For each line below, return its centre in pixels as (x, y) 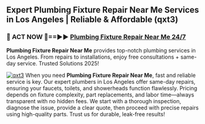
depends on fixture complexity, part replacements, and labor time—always (100, 95)
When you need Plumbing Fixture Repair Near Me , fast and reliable (110, 75)
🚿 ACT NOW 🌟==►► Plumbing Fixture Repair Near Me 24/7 (96, 37)
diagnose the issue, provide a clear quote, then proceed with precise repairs (102, 108)
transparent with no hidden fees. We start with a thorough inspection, (94, 101)
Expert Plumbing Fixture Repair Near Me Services (103, 10)
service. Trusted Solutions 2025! (58, 63)
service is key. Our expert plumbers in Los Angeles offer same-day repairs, (101, 81)
